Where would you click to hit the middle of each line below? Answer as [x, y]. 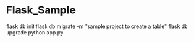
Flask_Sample [41, 10]
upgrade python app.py [35, 32]
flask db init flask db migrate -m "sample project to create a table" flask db [97, 26]
